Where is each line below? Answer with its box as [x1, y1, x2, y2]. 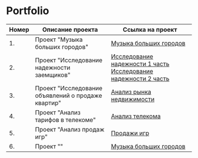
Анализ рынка [111, 87, 151, 96]
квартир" [35, 98, 62, 107]
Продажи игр [111, 129, 149, 137]
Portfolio [6, 4, 49, 18]
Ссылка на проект [123, 25, 177, 34]
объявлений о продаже [35, 91, 103, 100]
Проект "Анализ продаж [35, 125, 105, 133]
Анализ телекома [111, 112, 161, 120]
